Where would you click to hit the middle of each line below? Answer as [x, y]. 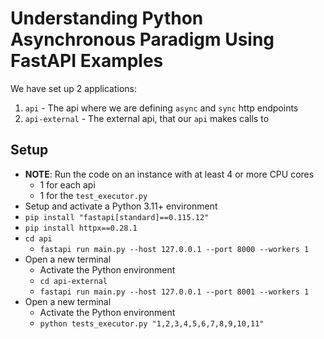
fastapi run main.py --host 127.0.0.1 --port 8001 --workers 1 [174, 292]
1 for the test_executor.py [93, 195]
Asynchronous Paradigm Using [142, 39]
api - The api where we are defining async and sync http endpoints [161, 108]
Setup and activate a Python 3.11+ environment [121, 206]
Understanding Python [107, 18]
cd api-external [73, 281]
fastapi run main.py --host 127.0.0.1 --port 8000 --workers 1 [174, 249]
